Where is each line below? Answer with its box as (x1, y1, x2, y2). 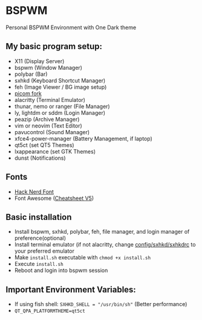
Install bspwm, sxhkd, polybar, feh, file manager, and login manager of (14, 228, 190, 236)
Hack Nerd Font (14, 188, 54, 195)
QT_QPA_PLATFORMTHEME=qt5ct (14, 308, 85, 315)
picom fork (14, 89, 42, 97)
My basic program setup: (5, 41, 103, 52)
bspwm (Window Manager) (14, 64, 83, 71)
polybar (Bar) (14, 70, 48, 78)
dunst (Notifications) (14, 154, 66, 162)
